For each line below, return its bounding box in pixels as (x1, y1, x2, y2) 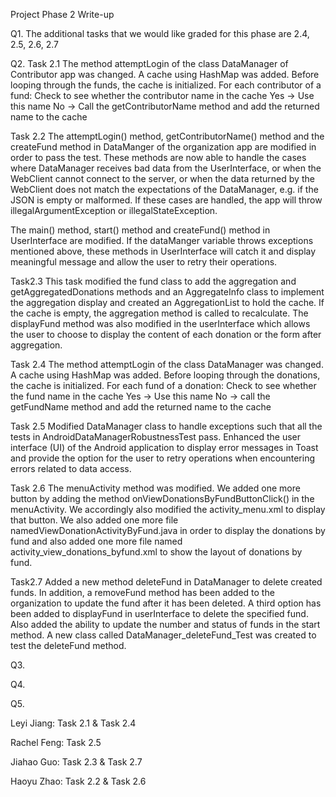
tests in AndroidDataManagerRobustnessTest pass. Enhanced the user (10, 431, 301, 443)
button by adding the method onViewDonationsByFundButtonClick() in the (10, 493, 315, 504)
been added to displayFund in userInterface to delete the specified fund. (10, 608, 309, 619)
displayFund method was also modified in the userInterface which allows (10, 318, 311, 329)
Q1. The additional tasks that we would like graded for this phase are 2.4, (10, 28, 310, 39)
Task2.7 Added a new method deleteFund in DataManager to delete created (10, 576, 323, 588)
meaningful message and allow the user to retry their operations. (10, 256, 278, 268)
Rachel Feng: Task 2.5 (10, 737, 102, 748)
